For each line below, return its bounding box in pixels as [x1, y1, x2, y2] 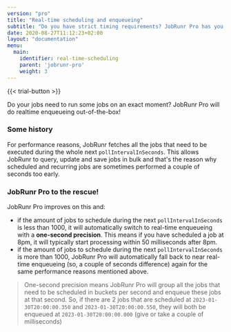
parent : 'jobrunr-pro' [19, 61, 85, 68]
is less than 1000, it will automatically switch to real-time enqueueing [17, 224, 212, 232]
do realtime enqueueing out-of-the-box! [7, 108, 121, 116]
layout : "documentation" [7, 36, 79, 43]
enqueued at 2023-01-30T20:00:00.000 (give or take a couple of [23, 310, 204, 318]
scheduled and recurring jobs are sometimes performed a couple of [7, 162, 200, 170]
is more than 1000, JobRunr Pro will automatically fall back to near [17, 253, 205, 261]
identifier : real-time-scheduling [19, 55, 119, 62]
